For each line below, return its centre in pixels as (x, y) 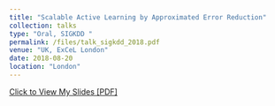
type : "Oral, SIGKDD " (51, 34)
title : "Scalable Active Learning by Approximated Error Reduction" (138, 17)
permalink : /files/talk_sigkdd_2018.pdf (85, 42)
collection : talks (43, 26)
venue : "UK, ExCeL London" (59, 50)
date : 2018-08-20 (41, 58)
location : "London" (45, 67)
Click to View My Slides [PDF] (63, 91)
